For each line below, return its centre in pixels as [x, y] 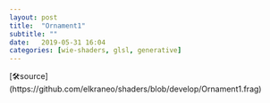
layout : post [34, 17]
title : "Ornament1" [48, 26]
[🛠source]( [29, 76]
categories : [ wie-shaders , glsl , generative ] [95, 51]
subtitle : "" [34, 34]
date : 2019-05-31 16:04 [57, 42]
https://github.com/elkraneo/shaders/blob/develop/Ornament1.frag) [135, 89]
